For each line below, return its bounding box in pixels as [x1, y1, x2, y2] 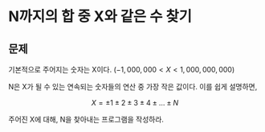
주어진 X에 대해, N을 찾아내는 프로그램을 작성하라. [8, 114, 165, 124]
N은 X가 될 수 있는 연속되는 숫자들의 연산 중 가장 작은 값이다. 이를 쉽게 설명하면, [8, 82, 258, 91]
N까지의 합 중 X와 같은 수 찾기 [8, 7, 193, 26]
